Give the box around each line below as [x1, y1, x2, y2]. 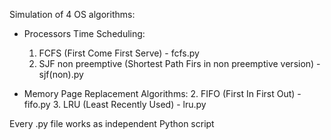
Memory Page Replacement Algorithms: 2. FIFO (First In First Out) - [23, 88, 302, 99]
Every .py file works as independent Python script [9, 118, 215, 129]
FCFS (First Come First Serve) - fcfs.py [38, 47, 200, 59]
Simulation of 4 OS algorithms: [9, 9, 136, 20]
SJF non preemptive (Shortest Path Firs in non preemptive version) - [38, 58, 321, 69]
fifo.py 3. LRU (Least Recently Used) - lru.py [23, 99, 207, 110]
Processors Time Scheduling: [23, 28, 146, 39]
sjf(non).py [38, 69, 84, 80]
